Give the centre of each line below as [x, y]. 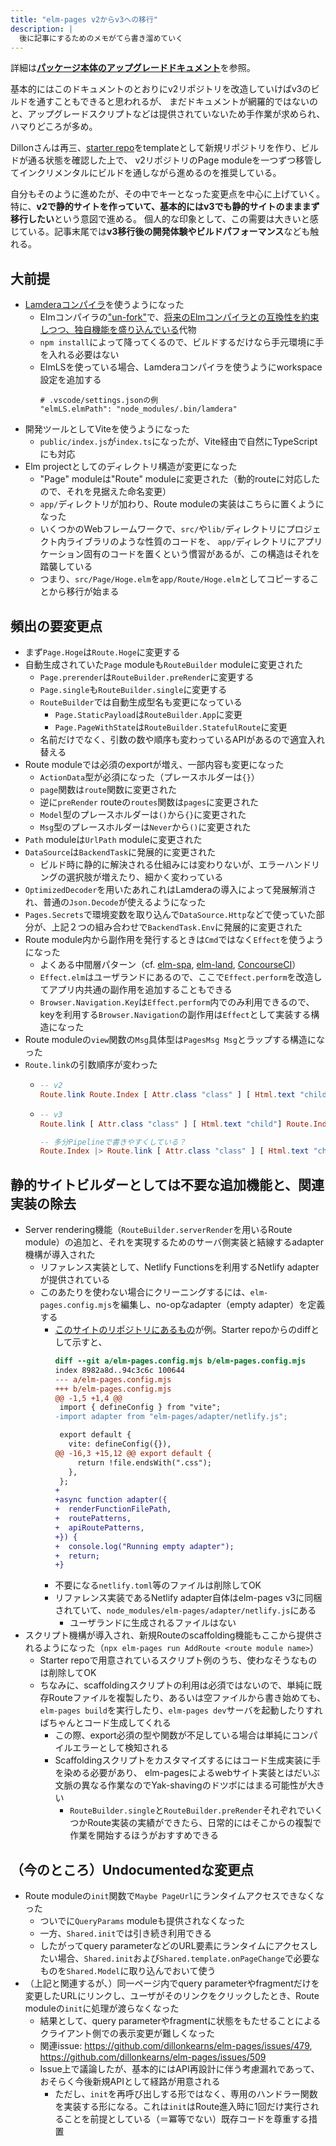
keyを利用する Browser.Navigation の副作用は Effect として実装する [175, 1014]
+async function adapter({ [111, 1500]
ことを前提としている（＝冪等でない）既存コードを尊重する [186, 2119]
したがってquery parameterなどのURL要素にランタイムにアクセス [174, 1946]
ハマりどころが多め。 [54, 127]
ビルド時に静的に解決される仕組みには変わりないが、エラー [162, 864]
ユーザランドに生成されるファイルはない [153, 1623]
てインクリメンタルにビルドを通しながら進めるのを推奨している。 [146, 173]
